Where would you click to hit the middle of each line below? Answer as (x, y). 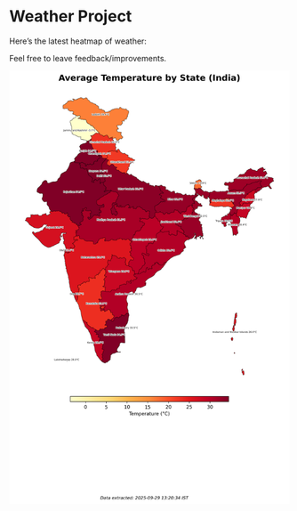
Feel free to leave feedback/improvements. (88, 58)
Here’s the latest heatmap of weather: (78, 41)
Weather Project (71, 16)
